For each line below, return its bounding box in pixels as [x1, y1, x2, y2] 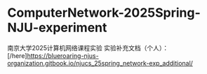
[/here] [7, 51, 27, 60]
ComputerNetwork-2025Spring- [7, 5, 201, 21]
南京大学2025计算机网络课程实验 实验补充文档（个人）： [7, 43, 169, 52]
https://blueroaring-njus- [27, 51, 100, 60]
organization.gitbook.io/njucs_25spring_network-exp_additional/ [7, 59, 193, 67]
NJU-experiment [7, 20, 107, 36]
